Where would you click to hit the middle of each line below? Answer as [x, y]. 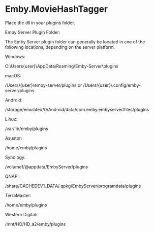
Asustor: [14, 138]
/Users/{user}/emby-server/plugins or [44, 85]
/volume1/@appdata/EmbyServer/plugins [46, 166]
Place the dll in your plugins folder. [40, 23]
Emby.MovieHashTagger [57, 9]
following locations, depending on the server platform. [60, 47]
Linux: [11, 119]
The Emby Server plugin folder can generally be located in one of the [75, 42]
